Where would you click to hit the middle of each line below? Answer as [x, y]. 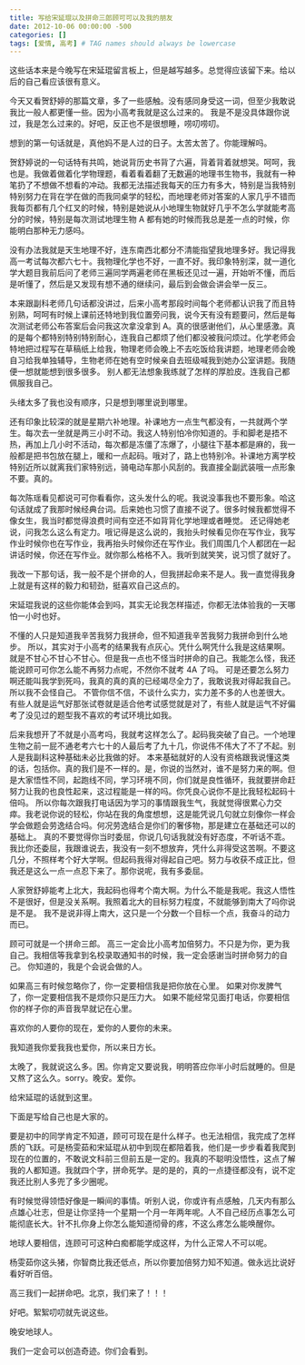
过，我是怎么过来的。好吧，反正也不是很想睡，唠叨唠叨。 [117, 124]
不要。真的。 [33, 479]
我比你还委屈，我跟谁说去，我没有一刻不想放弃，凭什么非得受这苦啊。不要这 [152, 848]
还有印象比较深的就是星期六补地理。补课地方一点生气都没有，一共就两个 [144, 422]
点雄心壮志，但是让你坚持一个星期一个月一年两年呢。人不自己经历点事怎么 [148, 1212]
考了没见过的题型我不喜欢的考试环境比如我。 [93, 715]
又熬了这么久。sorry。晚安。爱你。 [75, 1078]
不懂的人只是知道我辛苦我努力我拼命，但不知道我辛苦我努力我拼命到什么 [144, 636]
